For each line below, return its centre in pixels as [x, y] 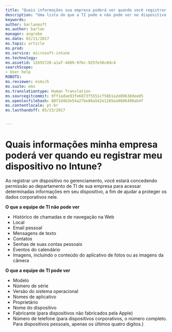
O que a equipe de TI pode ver [38, 270]
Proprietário [25, 302]
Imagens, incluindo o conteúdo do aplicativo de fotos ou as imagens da [88, 255]
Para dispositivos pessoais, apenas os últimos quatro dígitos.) [78, 324]
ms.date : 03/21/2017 [27, 39]
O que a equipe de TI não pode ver [42, 207]
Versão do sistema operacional [45, 291]
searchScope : [19, 67]
